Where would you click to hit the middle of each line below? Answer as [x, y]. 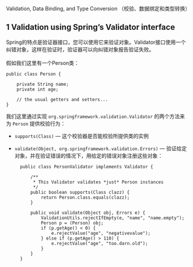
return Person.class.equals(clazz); [85, 197]
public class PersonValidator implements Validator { [87, 167]
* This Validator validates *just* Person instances [98, 182]
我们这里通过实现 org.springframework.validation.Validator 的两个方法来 [96, 116]
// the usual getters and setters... [62, 99]
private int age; [38, 89]
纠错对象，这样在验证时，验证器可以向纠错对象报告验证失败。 [80, 49]
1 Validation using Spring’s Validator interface [91, 27]
